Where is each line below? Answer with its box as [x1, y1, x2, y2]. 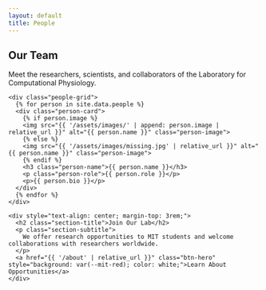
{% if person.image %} [22, 115, 98, 123]
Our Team [8, 49, 58, 62]
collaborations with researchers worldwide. [8, 240, 159, 248]
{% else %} [22, 135, 59, 143]
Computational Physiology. [8, 78, 97, 88]
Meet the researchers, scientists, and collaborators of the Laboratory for [8, 69, 246, 80]
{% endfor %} [15, 191, 59, 199]
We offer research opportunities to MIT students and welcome [22, 233, 234, 241]
